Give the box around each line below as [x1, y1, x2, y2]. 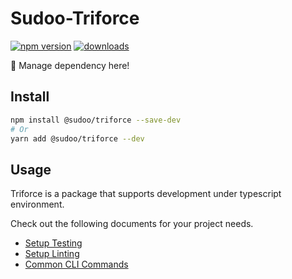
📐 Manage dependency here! [10, 59, 130, 71]
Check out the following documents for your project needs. [10, 218, 254, 230]
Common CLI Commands [24, 258, 129, 271]
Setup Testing [24, 237, 83, 249]
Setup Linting [24, 248, 80, 260]
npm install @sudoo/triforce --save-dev [10, 115, 182, 125]
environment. [10, 198, 65, 211]
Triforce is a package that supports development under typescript [10, 188, 282, 200]
